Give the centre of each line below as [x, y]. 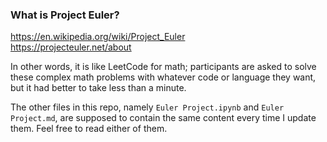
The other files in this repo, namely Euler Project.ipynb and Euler [147, 107]
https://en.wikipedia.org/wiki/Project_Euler [98, 37]
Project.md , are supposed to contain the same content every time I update [163, 118]
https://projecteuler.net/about [71, 47]
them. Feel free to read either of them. [89, 129]
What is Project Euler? [65, 15]
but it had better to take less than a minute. [98, 88]
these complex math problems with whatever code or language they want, [163, 77]
